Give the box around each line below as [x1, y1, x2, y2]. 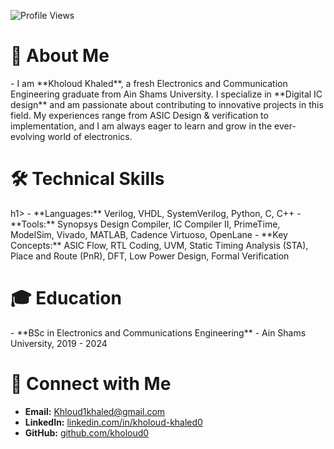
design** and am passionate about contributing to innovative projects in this [10, 98, 324, 110]
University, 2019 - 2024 [10, 337, 108, 349]
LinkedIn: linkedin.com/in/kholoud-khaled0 [24, 416, 203, 428]
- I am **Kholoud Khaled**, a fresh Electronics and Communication [10, 77, 288, 89]
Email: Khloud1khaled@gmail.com [24, 405, 166, 417]
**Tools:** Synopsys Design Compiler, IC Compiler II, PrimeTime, [10, 218, 281, 230]
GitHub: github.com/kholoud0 [24, 426, 150, 439]
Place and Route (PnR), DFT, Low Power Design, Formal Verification [10, 250, 290, 262]
